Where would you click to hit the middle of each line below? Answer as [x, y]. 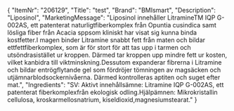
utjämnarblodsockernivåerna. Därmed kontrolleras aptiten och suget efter [114, 77]
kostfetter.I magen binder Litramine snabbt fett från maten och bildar [106, 40]
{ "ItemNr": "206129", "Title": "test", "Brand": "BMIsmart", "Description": [112, 10]
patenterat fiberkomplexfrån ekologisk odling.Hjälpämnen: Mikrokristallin [112, 92]
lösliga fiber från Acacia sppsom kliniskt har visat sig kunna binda [102, 32]
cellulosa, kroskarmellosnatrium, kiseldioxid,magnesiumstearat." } [102, 100]
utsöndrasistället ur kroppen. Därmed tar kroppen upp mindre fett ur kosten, [117, 55]
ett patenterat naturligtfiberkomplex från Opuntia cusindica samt [123, 25]
